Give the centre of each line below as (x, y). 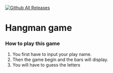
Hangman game (39, 28)
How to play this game (33, 43)
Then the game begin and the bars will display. (60, 59)
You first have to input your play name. (52, 54)
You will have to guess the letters (46, 65)
